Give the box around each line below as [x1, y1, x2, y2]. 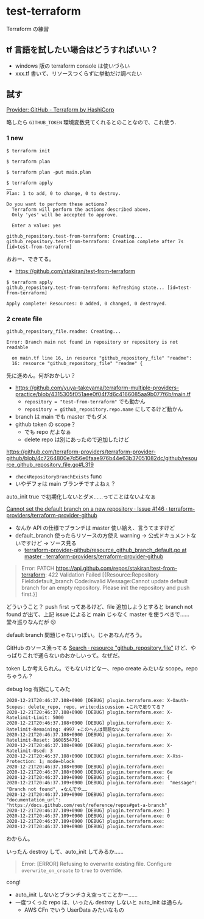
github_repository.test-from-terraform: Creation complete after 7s [6, 238, 184, 244]
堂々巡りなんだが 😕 [6, 619, 57, 626]
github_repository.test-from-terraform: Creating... [6, 233, 143, 239]
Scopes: [6, 704, 26, 711]
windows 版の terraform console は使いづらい [15, 62, 130, 69]
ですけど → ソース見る [20, 539, 77, 547]
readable [6, 344, 29, 351]
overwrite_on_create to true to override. [21, 867, 123, 874]
